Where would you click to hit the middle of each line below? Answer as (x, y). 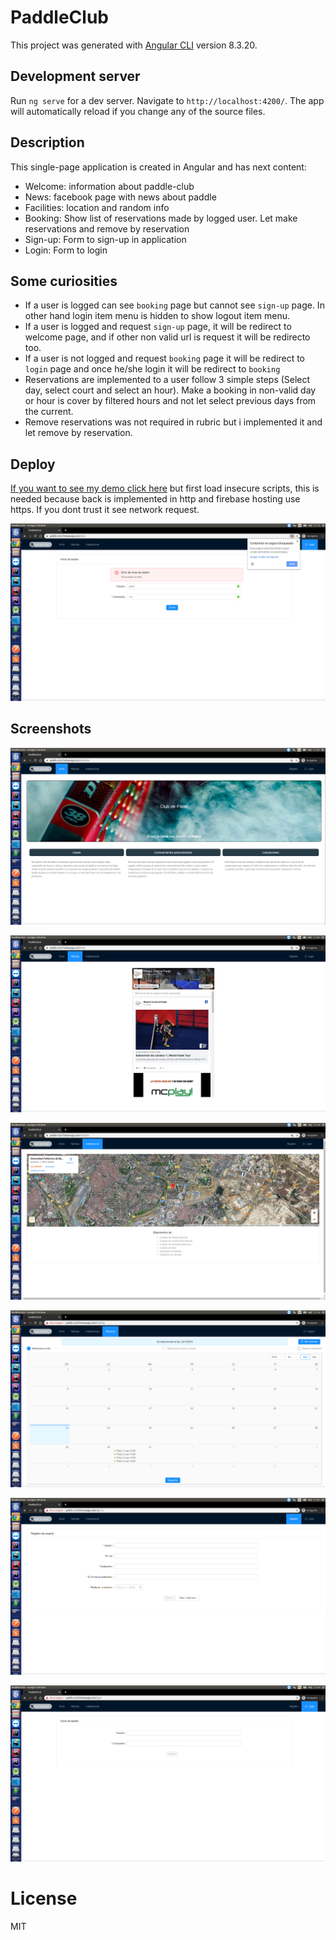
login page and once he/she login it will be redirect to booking (152, 369)
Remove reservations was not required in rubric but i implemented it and (173, 422)
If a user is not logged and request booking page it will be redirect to (164, 358)
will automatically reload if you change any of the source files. (138, 111)
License (44, 1898)
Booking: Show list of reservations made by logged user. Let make (161, 218)
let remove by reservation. (78, 433)
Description (47, 142)
